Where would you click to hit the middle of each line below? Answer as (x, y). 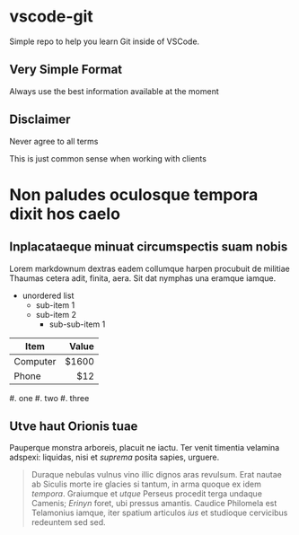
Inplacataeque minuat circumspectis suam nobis (149, 247)
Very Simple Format (66, 70)
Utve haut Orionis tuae (74, 426)
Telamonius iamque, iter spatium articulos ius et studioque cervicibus (159, 513)
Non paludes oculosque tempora (134, 194)
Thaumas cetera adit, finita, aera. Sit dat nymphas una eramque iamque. (143, 278)
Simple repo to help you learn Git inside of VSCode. (105, 41)
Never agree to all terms (54, 141)
